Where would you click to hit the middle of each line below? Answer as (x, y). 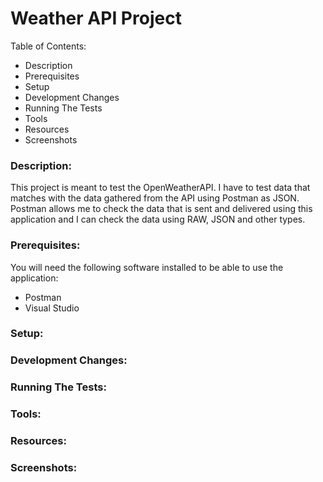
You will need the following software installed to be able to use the (147, 267)
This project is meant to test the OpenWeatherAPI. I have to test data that (160, 188)
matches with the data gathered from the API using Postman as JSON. (155, 198)
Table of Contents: (48, 46)
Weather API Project (96, 18)
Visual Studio (52, 308)
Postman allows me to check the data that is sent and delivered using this (161, 209)
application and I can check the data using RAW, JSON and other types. (158, 219)
